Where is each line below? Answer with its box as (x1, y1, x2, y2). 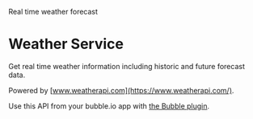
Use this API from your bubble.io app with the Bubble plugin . (8, 101, 210, 111)
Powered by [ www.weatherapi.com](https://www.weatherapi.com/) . (8, 85, 234, 95)
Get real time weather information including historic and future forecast (8, 61, 245, 71)
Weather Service (8, 35, 124, 53)
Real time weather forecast (8, 7, 99, 16)
